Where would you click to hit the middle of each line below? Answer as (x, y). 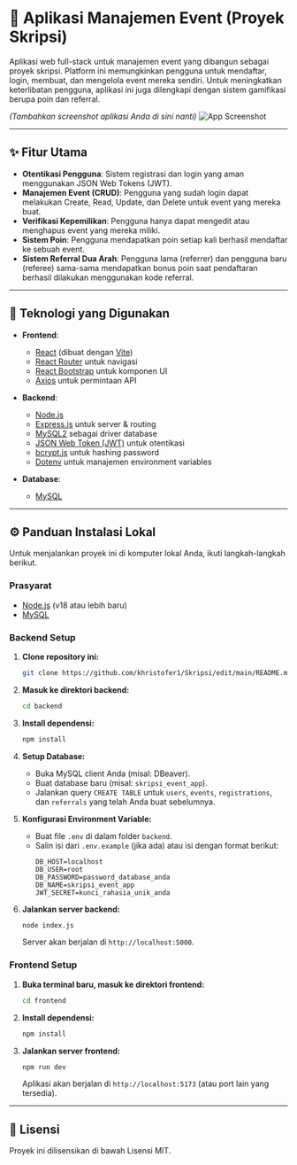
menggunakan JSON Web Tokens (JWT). (97, 183)
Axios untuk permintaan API (86, 380)
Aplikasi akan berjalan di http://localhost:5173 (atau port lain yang (145, 1083)
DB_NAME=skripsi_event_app (85, 885)
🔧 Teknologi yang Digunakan (90, 314)
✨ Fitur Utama (49, 153)
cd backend (42, 706)
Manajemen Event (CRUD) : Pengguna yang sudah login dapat (135, 192)
